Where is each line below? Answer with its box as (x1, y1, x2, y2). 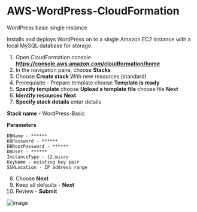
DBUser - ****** (7, 149, 47, 155)
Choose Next (15, 175, 49, 182)
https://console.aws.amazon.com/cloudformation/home (15, 60, 160, 67)
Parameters (7, 121, 37, 128)
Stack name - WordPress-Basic (7, 110, 86, 117)
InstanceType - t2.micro (7, 154, 69, 160)
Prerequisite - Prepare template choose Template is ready (15, 79, 160, 86)
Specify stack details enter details (15, 98, 101, 105)
